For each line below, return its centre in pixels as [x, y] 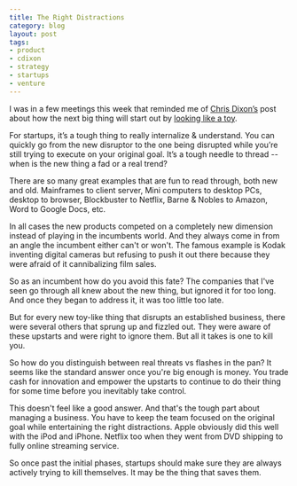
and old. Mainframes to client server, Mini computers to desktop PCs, [136, 190]
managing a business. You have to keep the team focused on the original [142, 417]
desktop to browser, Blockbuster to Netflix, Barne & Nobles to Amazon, [139, 200]
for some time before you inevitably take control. [98, 390]
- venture [27, 83]
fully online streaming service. [64, 445]
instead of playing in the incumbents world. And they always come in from [145, 235]
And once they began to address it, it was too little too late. [117, 300]
